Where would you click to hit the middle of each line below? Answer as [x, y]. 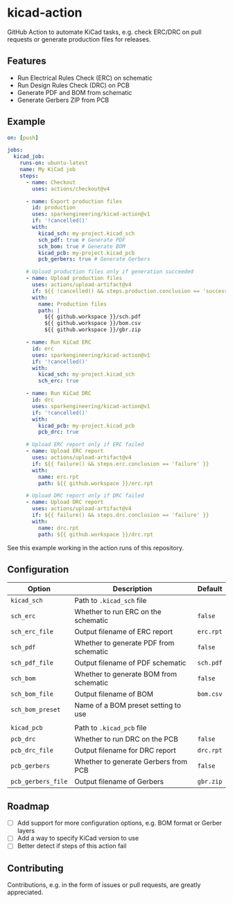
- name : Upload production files [74, 279]
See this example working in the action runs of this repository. [96, 547]
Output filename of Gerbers [119, 782]
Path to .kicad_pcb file [110, 728]
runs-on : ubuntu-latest [54, 163]
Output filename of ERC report [123, 632]
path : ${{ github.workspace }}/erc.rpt [96, 483]
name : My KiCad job [48, 170]
